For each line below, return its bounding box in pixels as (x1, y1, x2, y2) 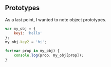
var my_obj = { (5, 26, 36, 31)
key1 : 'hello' (14, 31, 42, 35)
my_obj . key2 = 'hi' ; (5, 40, 47, 45)
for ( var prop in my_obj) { (5, 49, 60, 53)
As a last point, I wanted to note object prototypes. (5, 17, 107, 22)
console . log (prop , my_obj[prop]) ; (14, 53, 84, 58)
